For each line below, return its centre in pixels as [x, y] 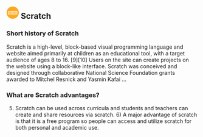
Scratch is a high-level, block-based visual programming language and [95, 47]
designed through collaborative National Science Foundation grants [91, 72]
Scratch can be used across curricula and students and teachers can [101, 108]
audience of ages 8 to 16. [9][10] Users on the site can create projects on [98, 60]
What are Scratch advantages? [53, 95]
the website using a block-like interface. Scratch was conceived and [92, 66]
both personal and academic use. [57, 127]
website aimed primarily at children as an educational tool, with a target [96, 53]
